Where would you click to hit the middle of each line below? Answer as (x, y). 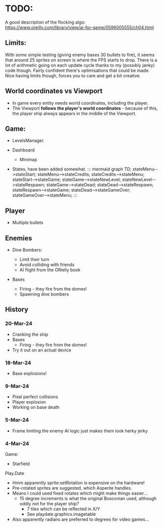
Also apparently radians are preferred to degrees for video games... (81, 519)
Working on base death (36, 407)
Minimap (28, 160)
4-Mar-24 (17, 443)
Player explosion (29, 402)
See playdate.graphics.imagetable (61, 514)
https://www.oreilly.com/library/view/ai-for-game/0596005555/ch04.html (80, 27)
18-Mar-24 (18, 363)
